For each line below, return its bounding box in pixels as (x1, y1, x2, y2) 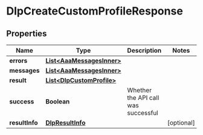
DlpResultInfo (45, 119, 86, 127)
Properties (6, 28, 47, 39)
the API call (127, 94, 159, 102)
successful (127, 109, 158, 117)
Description (127, 47, 162, 54)
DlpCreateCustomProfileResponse (6, 4, 183, 18)
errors (9, 56, 28, 65)
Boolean (45, 97, 70, 105)
